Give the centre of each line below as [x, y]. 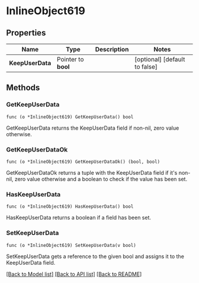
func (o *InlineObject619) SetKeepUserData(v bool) [71, 245]
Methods [23, 88]
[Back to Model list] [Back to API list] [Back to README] [74, 274]
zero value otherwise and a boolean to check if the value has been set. [101, 179]
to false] [146, 67]
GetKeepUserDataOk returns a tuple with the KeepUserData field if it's [92, 172]
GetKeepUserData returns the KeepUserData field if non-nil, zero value [93, 128]
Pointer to [70, 59]
